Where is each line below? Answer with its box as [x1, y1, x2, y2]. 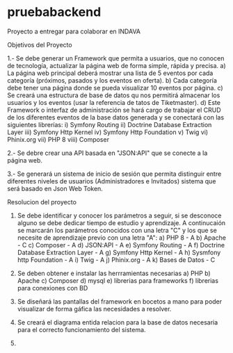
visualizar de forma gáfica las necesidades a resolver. [17, 304, 172, 313]
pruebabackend [7, 4, 102, 20]
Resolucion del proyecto [7, 197, 77, 206]
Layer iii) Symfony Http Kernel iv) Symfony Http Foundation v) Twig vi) [7, 128, 209, 136]
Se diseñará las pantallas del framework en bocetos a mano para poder [17, 297, 223, 306]
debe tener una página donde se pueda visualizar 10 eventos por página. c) [7, 83, 224, 92]
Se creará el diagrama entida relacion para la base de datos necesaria [17, 318, 218, 327]
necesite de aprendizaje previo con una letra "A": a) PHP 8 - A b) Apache [17, 233, 226, 242]
